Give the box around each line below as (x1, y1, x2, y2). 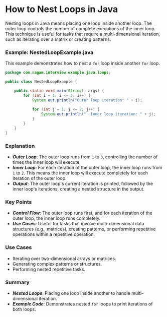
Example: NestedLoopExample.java (5, 49, 94, 56)
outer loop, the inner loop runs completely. (12, 215, 101, 221)
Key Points (5, 198, 32, 205)
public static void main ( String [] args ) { (14, 88, 104, 93)
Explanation (5, 142, 35, 149)
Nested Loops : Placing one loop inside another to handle (12, 290, 130, 296)
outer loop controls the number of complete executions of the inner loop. (5, 25, 156, 31)
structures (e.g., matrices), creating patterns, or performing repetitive (12, 226, 156, 232)
